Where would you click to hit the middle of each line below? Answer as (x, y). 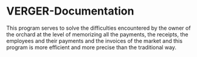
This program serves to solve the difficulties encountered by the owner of (98, 28)
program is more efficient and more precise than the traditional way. (92, 47)
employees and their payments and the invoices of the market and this (95, 41)
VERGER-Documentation (70, 11)
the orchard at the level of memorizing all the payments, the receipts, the (97, 34)
